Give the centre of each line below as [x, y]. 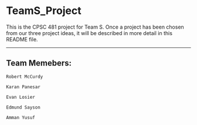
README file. [22, 39]
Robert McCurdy [25, 77]
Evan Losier [21, 97]
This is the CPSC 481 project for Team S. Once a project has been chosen [95, 27]
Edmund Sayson [23, 107]
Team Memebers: [39, 63]
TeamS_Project [44, 11]
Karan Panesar [23, 87]
